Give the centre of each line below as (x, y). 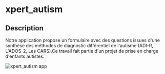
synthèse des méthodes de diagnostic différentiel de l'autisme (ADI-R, (79, 46)
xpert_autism (34, 9)
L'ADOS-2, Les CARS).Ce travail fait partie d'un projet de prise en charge (82, 51)
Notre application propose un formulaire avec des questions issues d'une (83, 40)
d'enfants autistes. (25, 56)
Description (24, 28)
